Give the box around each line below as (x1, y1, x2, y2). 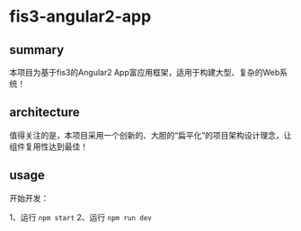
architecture (9, 105, 81, 120)
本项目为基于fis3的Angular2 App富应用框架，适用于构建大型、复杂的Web (9, 67, 280, 77)
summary (9, 42, 65, 58)
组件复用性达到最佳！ (9, 141, 88, 152)
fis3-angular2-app (9, 6, 152, 27)
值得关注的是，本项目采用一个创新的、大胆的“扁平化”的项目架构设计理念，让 (9, 129, 292, 140)
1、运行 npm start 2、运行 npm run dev (9, 211, 153, 222)
